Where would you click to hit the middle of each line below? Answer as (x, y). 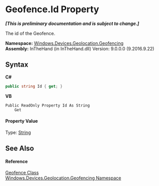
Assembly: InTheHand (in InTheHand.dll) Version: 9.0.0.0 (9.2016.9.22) (80, 48)
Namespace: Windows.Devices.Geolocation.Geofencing (64, 43)
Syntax (17, 65)
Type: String (18, 132)
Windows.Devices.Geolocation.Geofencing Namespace (63, 178)
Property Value (22, 121)
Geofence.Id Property (52, 9)
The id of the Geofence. (30, 33)
